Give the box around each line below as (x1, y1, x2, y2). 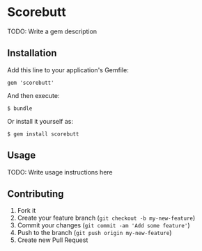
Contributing (7, 188, 64, 200)
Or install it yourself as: (7, 117, 73, 125)
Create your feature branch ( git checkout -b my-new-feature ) (17, 213, 196, 222)
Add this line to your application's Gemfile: (7, 65, 129, 74)
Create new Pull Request (17, 236, 88, 244)
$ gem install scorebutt (7, 130, 79, 138)
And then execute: (7, 91, 60, 99)
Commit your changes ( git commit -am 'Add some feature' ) (17, 221, 190, 229)
